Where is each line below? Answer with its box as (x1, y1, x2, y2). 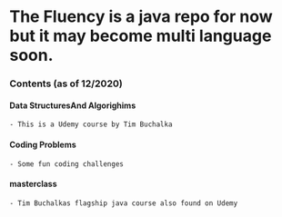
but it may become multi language (9, 25, 272, 46)
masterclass (9, 179, 57, 190)
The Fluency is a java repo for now (9, 6, 273, 27)
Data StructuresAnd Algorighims (9, 100, 136, 111)
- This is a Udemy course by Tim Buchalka (9, 120, 173, 129)
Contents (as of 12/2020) (9, 77, 123, 90)
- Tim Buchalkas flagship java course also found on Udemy (9, 198, 238, 208)
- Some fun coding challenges (9, 159, 125, 169)
